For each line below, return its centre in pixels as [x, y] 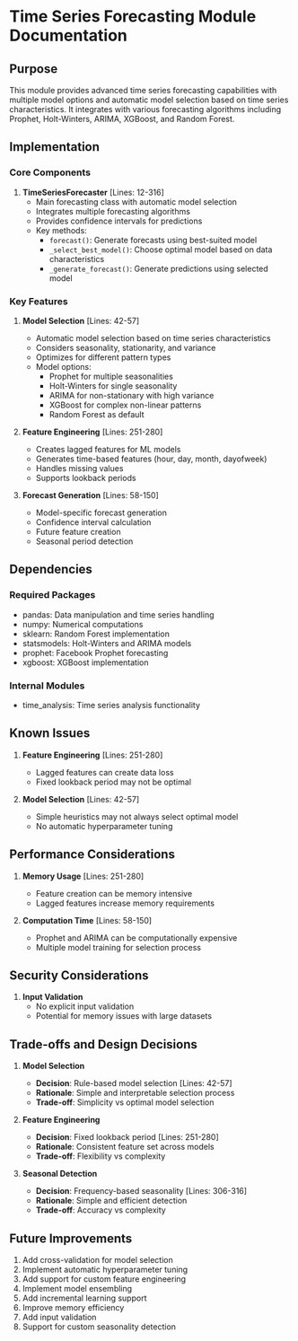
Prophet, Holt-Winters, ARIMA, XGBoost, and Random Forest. [122, 119]
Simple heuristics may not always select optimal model [137, 816]
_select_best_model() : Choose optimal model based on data [161, 250]
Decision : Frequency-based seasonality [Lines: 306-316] [141, 1191]
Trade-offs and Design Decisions [103, 1044]
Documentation [69, 35]
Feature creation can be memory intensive [114, 893]
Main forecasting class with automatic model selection [136, 202]
